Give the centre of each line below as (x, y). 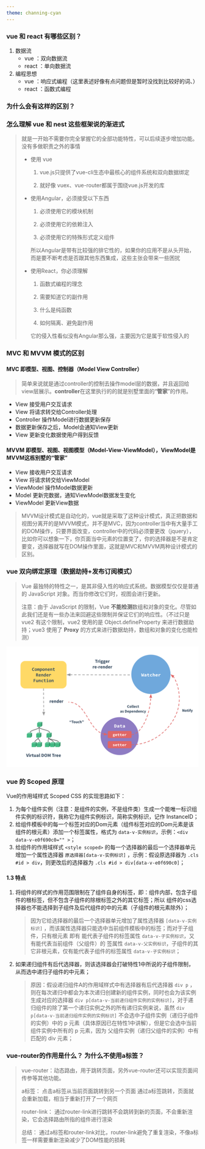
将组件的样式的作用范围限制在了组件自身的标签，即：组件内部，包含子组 (106, 892)
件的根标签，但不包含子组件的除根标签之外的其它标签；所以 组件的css (103, 900)
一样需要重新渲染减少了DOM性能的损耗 (76, 1140)
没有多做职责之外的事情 (51, 146)
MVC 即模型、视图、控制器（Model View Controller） (74, 369)
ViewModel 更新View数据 (47, 503)
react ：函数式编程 (48, 89)
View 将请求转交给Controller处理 (56, 412)
